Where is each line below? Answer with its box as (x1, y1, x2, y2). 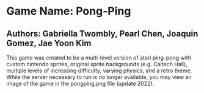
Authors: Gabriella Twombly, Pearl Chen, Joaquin (6, 29, 199, 39)
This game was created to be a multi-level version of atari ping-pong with (6, 54, 191, 61)
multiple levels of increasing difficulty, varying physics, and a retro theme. (6, 67, 192, 74)
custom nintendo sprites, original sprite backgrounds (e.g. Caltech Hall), (6, 61, 188, 67)
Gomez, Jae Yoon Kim (6, 38, 92, 48)
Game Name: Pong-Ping (6, 4, 131, 18)
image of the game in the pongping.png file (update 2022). (6, 80, 155, 87)
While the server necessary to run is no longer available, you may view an (6, 74, 192, 80)
